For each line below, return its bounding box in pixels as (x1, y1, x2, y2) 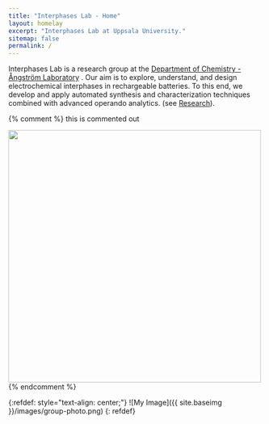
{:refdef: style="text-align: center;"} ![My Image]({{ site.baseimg (8, 397, 222, 408)
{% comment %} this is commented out (8, 114, 140, 124)
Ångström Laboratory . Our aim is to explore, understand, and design (8, 73, 237, 82)
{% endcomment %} (8, 382, 77, 392)
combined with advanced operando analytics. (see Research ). (8, 99, 216, 108)
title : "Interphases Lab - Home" (8, 11, 121, 20)
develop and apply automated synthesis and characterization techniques (8, 90, 250, 99)
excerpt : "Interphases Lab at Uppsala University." (8, 27, 186, 35)
